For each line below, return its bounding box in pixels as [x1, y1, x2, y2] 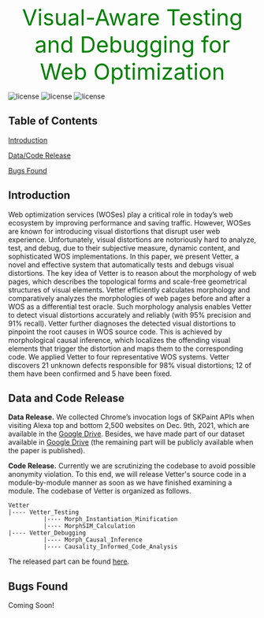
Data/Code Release [8, 151, 71, 160]
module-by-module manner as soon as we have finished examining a [8, 478, 232, 487]
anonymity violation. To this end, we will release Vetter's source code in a [8, 470, 247, 479]
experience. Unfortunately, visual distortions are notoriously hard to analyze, [8, 235, 257, 244]
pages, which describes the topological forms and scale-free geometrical [8, 277, 247, 286]
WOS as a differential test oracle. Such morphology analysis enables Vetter [8, 302, 252, 311]
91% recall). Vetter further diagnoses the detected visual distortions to [8, 318, 236, 328]
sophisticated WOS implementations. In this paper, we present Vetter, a [8, 251, 240, 261]
